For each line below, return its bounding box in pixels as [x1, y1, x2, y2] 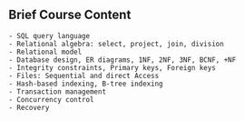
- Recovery [8, 103, 50, 112]
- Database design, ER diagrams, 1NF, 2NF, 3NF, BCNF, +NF [8, 55, 237, 65]
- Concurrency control [8, 95, 94, 104]
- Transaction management [8, 86, 106, 96]
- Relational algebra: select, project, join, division [8, 39, 224, 48]
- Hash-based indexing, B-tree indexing [8, 79, 164, 88]
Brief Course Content [8, 7, 132, 23]
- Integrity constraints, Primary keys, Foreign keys [8, 63, 217, 72]
